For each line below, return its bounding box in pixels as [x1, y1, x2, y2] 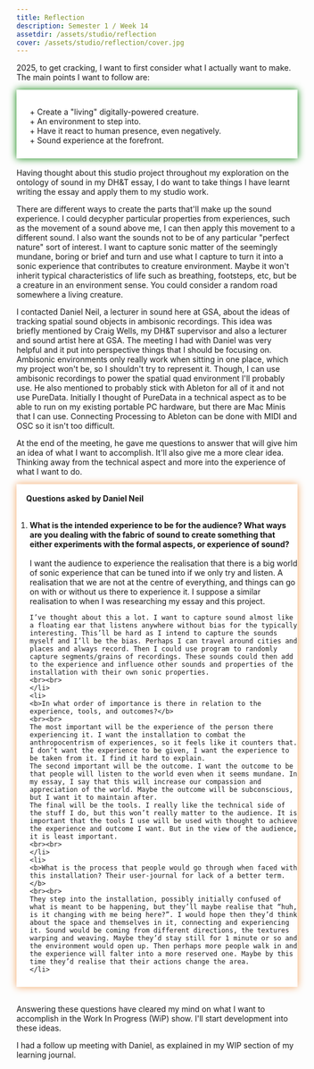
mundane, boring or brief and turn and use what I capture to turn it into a [16, 251, 284, 262]
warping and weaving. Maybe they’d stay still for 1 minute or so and [29, 934, 298, 943]
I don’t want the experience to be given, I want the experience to [29, 746, 290, 755]
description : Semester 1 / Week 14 [16, 21, 149, 30]
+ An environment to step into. [29, 116, 142, 127]
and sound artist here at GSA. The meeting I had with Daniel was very [16, 335, 272, 346]
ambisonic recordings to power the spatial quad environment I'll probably [16, 373, 285, 384]
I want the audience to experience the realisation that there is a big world [29, 558, 298, 568]
